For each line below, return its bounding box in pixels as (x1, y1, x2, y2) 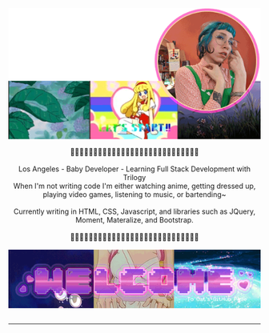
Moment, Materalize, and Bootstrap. (75, 215, 194, 224)
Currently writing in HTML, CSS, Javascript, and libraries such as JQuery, (13, 207, 256, 216)
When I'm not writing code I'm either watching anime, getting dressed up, (13, 181, 256, 191)
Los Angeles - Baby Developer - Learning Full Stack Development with (18, 164, 251, 174)
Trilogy (122, 172, 147, 182)
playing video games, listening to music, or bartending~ (42, 189, 227, 199)
